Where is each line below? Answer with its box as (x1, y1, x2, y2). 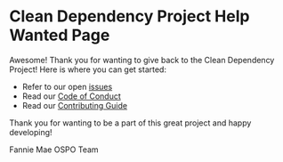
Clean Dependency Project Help (9, 6, 250, 27)
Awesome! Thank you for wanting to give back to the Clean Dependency (9, 54, 275, 65)
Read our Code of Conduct (21, 91, 122, 101)
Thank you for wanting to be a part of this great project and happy (9, 117, 252, 128)
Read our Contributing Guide (21, 100, 127, 110)
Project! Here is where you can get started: (9, 64, 167, 75)
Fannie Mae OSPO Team (9, 144, 100, 155)
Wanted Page (9, 25, 110, 45)
